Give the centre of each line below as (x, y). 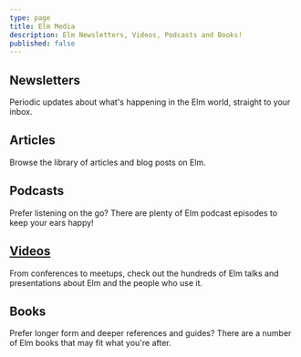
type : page (30, 18)
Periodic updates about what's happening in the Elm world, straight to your (150, 102)
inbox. (21, 112)
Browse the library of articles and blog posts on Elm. (108, 162)
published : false (42, 43)
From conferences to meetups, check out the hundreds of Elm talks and (145, 273)
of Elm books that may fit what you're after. (90, 343)
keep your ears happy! (52, 222)
